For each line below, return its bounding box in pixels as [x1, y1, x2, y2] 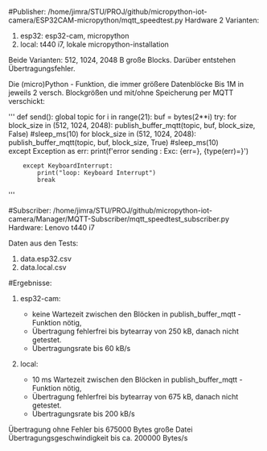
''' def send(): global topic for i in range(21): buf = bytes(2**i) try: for [8, 112, 237, 122]
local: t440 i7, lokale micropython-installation [19, 39, 169, 49]
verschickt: [8, 97, 46, 106]
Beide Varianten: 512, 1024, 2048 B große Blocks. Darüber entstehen [8, 56, 236, 64]
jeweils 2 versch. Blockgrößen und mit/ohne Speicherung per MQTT [8, 88, 234, 97]
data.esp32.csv [19, 254, 72, 263]
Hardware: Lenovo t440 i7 [8, 223, 95, 232]
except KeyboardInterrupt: [23, 162, 113, 170]
